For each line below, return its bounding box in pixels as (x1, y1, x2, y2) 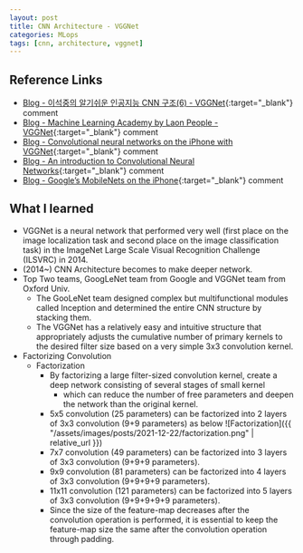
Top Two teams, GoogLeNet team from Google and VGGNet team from (22, 273, 287, 284)
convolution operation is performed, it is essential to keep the (49, 514, 279, 525)
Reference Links (9, 72, 103, 87)
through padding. (49, 533, 115, 544)
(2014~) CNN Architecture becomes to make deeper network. (22, 264, 253, 275)
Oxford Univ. (22, 283, 71, 294)
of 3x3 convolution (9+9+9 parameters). (49, 456, 201, 467)
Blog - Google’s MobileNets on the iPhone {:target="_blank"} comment (22, 175, 284, 186)
